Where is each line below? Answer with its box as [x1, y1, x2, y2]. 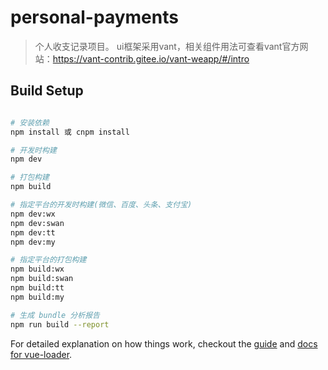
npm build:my [10, 292, 65, 302]
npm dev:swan [10, 218, 65, 228]
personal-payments [10, 6, 179, 29]
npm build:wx [10, 264, 65, 275]
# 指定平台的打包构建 [10, 255, 87, 265]
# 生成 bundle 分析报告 [10, 310, 100, 320]
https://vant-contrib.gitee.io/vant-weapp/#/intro [52, 52, 250, 65]
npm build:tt [10, 283, 65, 293]
